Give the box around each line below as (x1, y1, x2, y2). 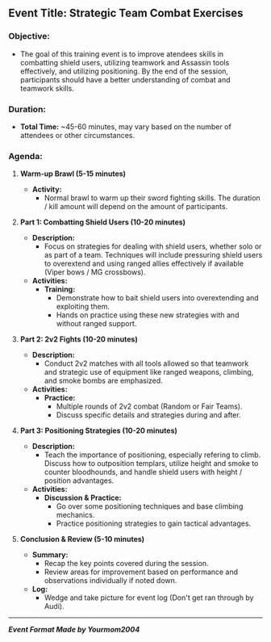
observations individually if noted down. (44, 576, 177, 585)
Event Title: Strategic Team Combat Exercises (8, 6, 244, 20)
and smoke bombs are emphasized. (44, 376, 163, 386)
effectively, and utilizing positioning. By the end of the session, (19, 66, 228, 76)
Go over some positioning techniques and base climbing (56, 501, 244, 511)
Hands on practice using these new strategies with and (56, 310, 240, 320)
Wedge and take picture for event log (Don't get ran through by (44, 593, 254, 602)
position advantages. (44, 476, 115, 485)
